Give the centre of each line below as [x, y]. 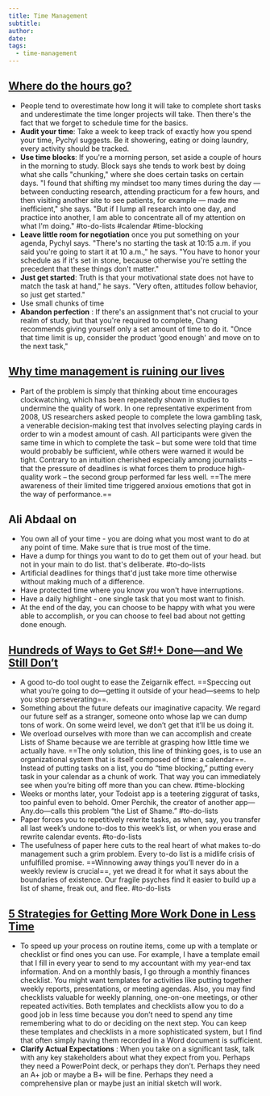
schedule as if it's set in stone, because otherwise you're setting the [133, 260]
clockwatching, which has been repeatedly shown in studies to [125, 399]
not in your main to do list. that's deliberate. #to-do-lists [112, 565]
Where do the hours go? [70, 86]
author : [21, 31]
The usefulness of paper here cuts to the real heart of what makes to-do [140, 845]
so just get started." [53, 294]
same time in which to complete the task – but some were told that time [138, 442]
